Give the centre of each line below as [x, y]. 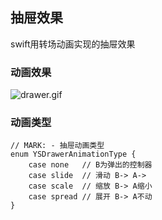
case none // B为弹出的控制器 [90, 165]
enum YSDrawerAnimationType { [73, 154]
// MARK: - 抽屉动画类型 [57, 146]
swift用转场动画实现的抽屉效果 [73, 44]
